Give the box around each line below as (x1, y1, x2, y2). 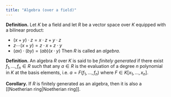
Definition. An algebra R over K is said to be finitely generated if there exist (6, 57, 163, 64)
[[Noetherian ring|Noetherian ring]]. (6, 86, 81, 92)
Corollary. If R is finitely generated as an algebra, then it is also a (6, 81, 142, 87)
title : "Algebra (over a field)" (6, 7, 77, 13)
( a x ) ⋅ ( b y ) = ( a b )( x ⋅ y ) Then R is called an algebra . (13, 47, 121, 54)
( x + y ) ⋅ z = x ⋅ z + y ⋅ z (13, 37, 62, 43)
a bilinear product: (6, 27, 44, 33)
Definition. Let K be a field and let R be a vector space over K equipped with (6, 21, 166, 28)
